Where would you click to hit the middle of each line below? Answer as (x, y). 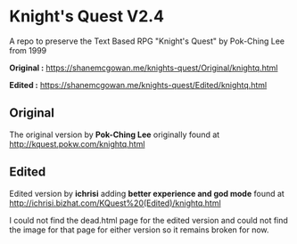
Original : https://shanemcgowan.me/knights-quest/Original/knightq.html (144, 68)
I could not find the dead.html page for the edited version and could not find (148, 220)
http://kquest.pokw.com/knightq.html (77, 143)
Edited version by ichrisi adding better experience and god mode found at (147, 193)
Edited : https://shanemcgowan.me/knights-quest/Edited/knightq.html (138, 85)
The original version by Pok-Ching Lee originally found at (115, 134)
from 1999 (28, 50)
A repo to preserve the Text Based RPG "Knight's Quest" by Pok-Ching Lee (147, 41)
